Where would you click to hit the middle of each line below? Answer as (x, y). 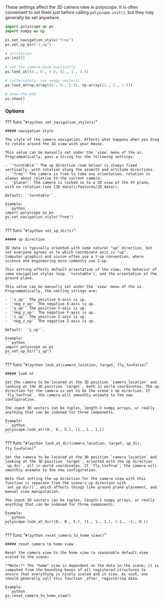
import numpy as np (25, 31)
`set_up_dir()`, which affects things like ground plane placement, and (81, 487)
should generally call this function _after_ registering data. (72, 578)
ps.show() (15, 99)
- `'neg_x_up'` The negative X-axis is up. (50, 304)
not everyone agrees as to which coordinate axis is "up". (67, 252)
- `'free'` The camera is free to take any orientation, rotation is (78, 174)
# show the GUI (21, 94)
